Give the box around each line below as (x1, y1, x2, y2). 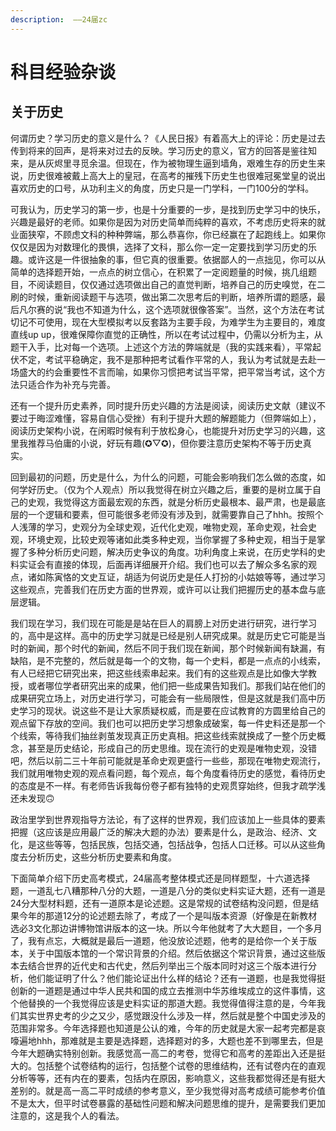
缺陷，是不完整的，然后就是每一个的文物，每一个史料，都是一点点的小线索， (10, 654, 326, 666)
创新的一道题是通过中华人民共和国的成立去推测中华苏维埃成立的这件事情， (10, 984, 317, 996)
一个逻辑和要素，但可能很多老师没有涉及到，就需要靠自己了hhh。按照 (27, 508, 315, 520)
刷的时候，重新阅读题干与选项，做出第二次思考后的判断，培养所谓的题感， (10, 291, 317, 303)
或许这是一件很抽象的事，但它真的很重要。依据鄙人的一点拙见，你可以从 (27, 253, 326, 265)
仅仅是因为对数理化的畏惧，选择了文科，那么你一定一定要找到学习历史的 (10, 241, 308, 253)
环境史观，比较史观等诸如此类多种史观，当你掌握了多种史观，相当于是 (27, 533, 317, 545)
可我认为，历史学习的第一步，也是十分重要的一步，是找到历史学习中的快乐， (10, 203, 326, 215)
